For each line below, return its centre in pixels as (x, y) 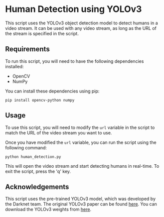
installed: (14, 66)
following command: (26, 147)
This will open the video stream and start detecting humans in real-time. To (82, 166)
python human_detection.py (33, 157)
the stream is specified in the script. (42, 33)
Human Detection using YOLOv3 (74, 9)
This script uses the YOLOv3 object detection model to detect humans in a (82, 23)
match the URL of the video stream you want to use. (59, 132)
